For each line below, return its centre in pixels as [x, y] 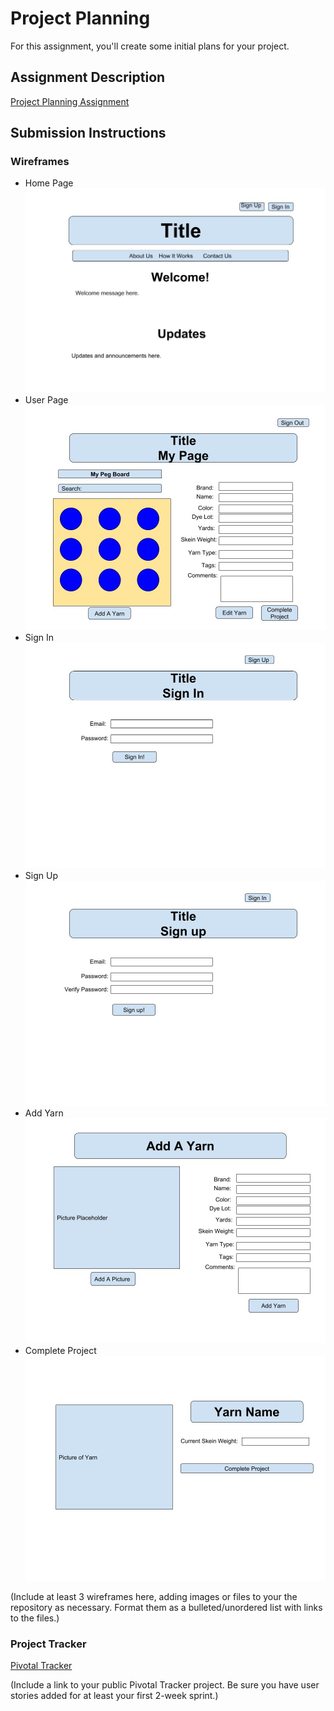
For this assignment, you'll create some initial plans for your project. [150, 46]
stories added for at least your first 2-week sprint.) [114, 1696]
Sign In [39, 638]
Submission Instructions [88, 133]
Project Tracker [48, 1644]
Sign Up [41, 875]
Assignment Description [88, 77]
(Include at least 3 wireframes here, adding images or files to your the [154, 1596]
